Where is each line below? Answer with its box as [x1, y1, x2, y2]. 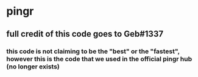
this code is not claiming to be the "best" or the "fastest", [6, 47, 180, 56]
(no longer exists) [6, 62, 60, 71]
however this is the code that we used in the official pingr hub [6, 54, 193, 63]
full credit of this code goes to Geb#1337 [6, 29, 163, 39]
